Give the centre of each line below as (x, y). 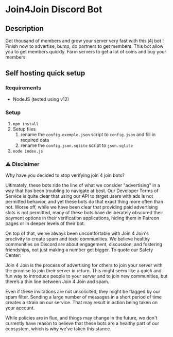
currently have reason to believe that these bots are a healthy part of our (82, 323)
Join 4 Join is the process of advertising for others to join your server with (84, 265)
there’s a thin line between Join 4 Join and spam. (57, 282)
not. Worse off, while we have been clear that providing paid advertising (82, 207)
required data (35, 140)
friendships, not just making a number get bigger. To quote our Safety (79, 250)
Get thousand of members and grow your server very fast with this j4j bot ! (84, 41)
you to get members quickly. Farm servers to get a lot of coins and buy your (86, 52)
